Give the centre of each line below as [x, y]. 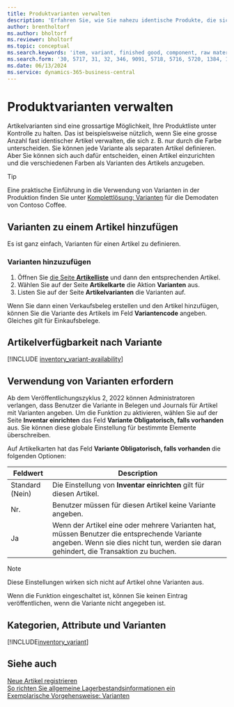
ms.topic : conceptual [39, 46]
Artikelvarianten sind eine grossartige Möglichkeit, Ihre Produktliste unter [112, 126]
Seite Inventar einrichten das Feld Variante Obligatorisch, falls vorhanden [116, 421]
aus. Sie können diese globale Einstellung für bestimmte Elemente [102, 428]
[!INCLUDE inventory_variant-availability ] [65, 359]
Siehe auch [32, 664]
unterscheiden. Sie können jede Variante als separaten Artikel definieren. [112, 148]
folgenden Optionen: [37, 456]
